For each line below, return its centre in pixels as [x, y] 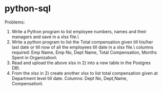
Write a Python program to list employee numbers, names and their [79, 31]
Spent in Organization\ [34, 57]
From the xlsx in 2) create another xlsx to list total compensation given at [85, 73]
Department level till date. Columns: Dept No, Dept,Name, [70, 78]
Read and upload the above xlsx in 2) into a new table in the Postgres [81, 63]
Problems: [15, 22]
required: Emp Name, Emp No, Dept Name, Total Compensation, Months [84, 52]
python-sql [28, 9]
